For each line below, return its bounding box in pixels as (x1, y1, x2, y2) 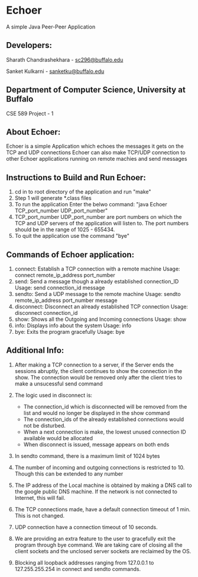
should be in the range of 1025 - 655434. (14, 226, 115, 233)
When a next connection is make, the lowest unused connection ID (23, 428, 186, 435)
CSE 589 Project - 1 (6, 110, 54, 117)
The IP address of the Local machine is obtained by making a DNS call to (14, 482, 192, 489)
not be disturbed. (23, 422, 66, 429)
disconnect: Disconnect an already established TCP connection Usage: (14, 303, 188, 310)
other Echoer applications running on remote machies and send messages (6, 155, 187, 162)
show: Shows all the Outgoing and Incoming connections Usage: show (14, 315, 187, 323)
